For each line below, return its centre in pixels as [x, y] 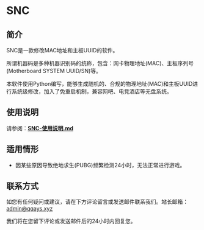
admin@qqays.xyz [30, 209]
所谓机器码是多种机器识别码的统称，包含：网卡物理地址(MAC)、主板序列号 [100, 63]
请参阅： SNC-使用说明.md [40, 128]
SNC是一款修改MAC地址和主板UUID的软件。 [62, 50]
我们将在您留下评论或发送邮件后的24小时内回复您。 [71, 221]
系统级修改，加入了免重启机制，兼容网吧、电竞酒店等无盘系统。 [92, 91]
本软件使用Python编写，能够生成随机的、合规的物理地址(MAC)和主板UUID [100, 84]
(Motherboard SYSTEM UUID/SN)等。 [54, 71]
